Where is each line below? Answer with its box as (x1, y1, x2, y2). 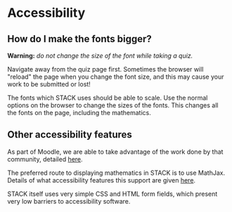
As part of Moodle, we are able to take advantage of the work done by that (7, 147, 224, 156)
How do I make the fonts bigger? (7, 33, 153, 45)
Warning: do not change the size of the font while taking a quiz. (7, 51, 193, 60)
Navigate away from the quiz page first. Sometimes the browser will (7, 65, 204, 73)
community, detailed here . (7, 154, 83, 163)
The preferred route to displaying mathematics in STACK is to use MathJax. (7, 168, 226, 177)
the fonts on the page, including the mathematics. (7, 109, 151, 117)
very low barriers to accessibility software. (7, 197, 131, 205)
